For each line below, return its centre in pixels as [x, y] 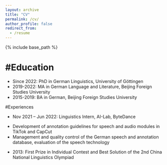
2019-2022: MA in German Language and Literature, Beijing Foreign [82, 86]
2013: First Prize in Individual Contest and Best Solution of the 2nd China [87, 152]
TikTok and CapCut [32, 131]
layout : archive [22, 10]
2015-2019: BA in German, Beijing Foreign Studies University [75, 97]
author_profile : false [29, 24]
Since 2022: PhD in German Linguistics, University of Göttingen [78, 81]
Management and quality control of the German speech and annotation [85, 137]
